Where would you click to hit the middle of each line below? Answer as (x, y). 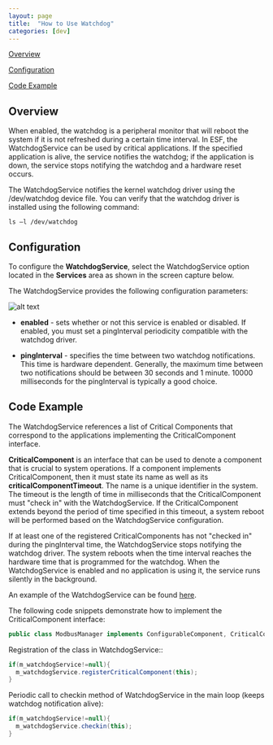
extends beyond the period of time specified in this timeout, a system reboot (136, 511)
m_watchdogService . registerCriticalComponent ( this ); (107, 672)
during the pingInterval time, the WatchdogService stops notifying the (125, 544)
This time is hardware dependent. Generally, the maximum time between (142, 364)
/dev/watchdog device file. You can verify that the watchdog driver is (124, 198)
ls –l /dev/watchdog (43, 222)
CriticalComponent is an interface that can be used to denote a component (135, 460)
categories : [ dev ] (39, 31)
